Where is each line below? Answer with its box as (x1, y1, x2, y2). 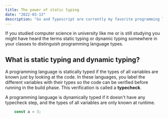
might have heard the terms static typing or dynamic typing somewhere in (5, 35, 157, 41)
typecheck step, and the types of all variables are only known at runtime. (5, 99, 155, 105)
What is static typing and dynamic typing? (5, 55, 140, 64)
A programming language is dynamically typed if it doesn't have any (5, 94, 145, 100)
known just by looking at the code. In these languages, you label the (5, 74, 145, 80)
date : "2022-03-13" (5, 12, 46, 17)
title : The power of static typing (5, 7, 79, 12)
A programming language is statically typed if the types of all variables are (5, 68, 158, 75)
